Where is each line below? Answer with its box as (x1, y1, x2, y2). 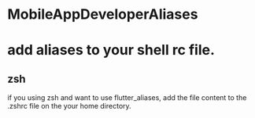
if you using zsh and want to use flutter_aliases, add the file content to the (7, 93, 247, 102)
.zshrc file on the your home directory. (7, 102, 131, 111)
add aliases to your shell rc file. (7, 41, 216, 59)
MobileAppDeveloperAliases (7, 5, 198, 23)
